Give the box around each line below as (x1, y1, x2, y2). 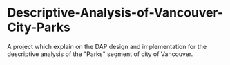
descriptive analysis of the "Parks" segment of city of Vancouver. (7, 50, 193, 58)
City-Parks (7, 19, 70, 35)
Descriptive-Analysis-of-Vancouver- (7, 5, 224, 21)
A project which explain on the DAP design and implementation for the (7, 42, 207, 50)
